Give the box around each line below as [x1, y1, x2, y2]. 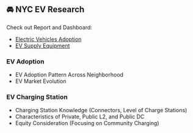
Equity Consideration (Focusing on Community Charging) [15, 120, 159, 127]
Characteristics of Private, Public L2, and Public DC [15, 113, 145, 120]
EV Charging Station [6, 93, 68, 101]
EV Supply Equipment [15, 41, 70, 49]
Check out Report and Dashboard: [6, 23, 93, 31]
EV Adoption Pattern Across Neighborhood [15, 71, 124, 79]
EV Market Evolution [15, 77, 67, 85]
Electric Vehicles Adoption [15, 35, 82, 43]
